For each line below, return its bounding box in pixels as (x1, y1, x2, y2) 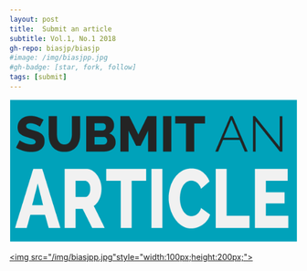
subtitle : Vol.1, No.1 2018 (9, 34, 117, 43)
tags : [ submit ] (9, 73, 68, 82)
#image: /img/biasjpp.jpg (9, 53, 108, 63)
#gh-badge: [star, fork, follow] (9, 63, 137, 72)
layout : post (9, 15, 59, 24)
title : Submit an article (9, 24, 112, 34)
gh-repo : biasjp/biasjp (9, 44, 101, 53)
